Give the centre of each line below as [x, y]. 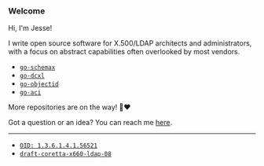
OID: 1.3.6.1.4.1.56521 [59, 146]
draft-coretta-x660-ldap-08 [65, 154]
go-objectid [39, 84]
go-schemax [37, 68]
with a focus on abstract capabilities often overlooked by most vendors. [124, 52]
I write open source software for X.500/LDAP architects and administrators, [130, 43]
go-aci [30, 93]
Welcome [27, 11]
